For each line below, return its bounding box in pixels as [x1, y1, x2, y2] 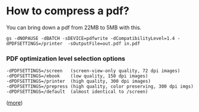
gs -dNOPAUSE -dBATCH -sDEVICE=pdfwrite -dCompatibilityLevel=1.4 [6, 35, 175, 41]
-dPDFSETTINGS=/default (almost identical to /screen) [6, 89, 148, 95]
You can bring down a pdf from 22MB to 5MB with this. [6, 24, 142, 31]
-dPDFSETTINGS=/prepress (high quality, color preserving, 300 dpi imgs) [6, 83, 194, 90]
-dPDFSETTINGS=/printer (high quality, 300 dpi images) [6, 79, 151, 85]
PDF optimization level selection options [6, 54, 125, 63]
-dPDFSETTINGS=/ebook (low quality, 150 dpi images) [6, 73, 148, 79]
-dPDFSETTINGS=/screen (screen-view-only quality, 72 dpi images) [6, 68, 180, 74]
